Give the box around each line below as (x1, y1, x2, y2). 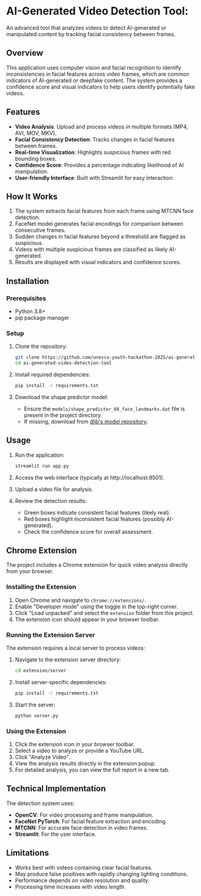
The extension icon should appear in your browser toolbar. (14, 616, 160, 623)
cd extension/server (14, 668, 67, 674)
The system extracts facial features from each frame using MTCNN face (14, 208, 194, 215)
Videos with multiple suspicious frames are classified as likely (14, 246, 168, 253)
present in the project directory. (23, 411, 103, 419)
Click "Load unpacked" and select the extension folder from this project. (14, 609, 194, 616)
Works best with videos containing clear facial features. (14, 864, 153, 871)
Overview (6, 48, 44, 58)
